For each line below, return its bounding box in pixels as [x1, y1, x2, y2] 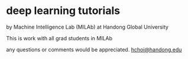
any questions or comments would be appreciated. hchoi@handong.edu [6, 46, 182, 53]
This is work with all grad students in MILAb [6, 34, 113, 41]
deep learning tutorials [6, 4, 120, 18]
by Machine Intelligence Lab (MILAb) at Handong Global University [6, 23, 168, 30]
